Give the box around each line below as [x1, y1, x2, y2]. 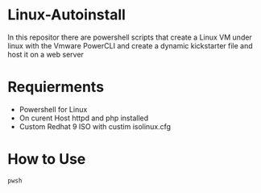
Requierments [7, 78, 105, 96]
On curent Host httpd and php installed [19, 113, 149, 123]
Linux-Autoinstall [7, 6, 126, 24]
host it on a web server [7, 49, 84, 59]
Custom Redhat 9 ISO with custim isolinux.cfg [19, 121, 171, 131]
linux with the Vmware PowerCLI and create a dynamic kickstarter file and [7, 40, 253, 50]
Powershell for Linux [19, 104, 88, 114]
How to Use [7, 150, 86, 169]
